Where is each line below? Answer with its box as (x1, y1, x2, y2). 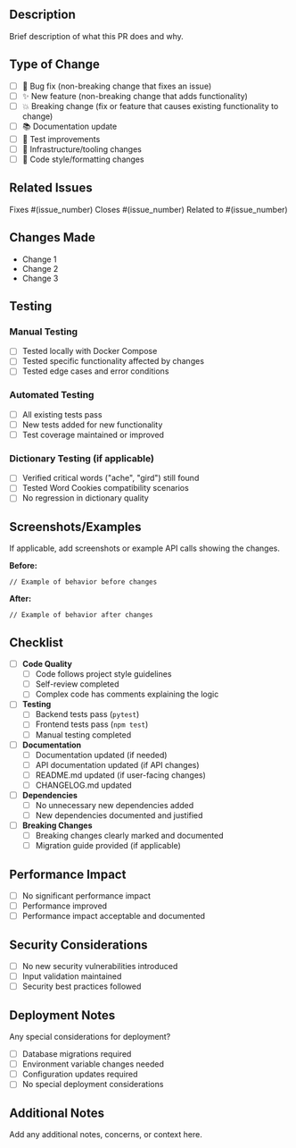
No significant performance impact (21, 891, 152, 901)
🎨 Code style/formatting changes (21, 154, 144, 165)
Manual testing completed (35, 729, 132, 740)
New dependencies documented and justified (35, 810, 203, 821)
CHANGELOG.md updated (35, 780, 132, 790)
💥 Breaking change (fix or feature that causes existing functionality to (21, 100, 279, 111)
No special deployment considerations (21, 1079, 164, 1090)
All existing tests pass (21, 409, 103, 419)
